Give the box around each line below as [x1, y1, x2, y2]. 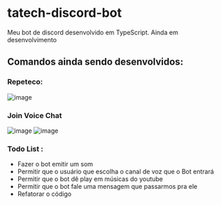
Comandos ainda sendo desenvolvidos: [7, 56, 184, 68]
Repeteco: [7, 77, 43, 87]
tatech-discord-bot [7, 5, 122, 21]
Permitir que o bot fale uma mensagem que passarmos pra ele [17, 183, 198, 191]
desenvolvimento [7, 35, 57, 44]
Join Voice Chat [7, 110, 62, 120]
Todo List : [7, 144, 44, 154]
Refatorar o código [17, 190, 72, 198]
